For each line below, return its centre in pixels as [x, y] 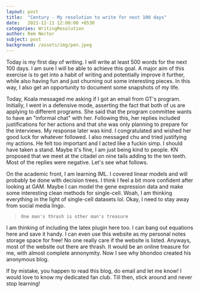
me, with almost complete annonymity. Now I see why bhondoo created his [99, 253]
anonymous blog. [27, 259]
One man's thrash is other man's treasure [74, 216]
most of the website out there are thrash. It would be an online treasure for [98, 246]
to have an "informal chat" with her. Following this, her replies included [93, 118]
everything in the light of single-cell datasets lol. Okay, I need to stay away [98, 199]
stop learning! [23, 283]
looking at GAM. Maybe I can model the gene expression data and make [95, 186]
